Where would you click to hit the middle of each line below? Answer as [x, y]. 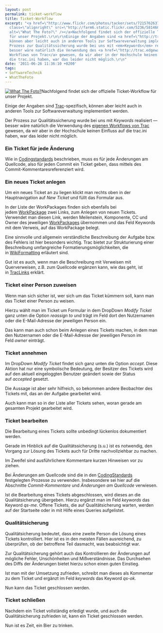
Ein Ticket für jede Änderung [40, 148]
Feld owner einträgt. [25, 340]
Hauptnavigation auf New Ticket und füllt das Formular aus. [65, 198]
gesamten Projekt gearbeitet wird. [39, 408]
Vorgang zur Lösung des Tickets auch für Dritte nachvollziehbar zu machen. [81, 451]
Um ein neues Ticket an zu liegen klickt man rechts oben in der [68, 193]
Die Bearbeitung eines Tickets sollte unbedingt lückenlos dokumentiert [76, 431]
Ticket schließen [25, 600]
